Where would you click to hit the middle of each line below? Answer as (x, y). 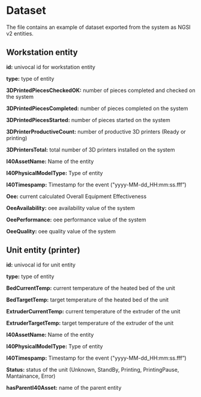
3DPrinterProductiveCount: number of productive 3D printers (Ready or (96, 131)
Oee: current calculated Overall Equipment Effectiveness (76, 196)
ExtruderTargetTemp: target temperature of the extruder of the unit (90, 323)
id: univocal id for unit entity (41, 265)
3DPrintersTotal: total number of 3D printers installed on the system (91, 149)
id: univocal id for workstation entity (51, 67)
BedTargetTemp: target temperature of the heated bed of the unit (88, 300)
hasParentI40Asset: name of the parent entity (64, 387)
